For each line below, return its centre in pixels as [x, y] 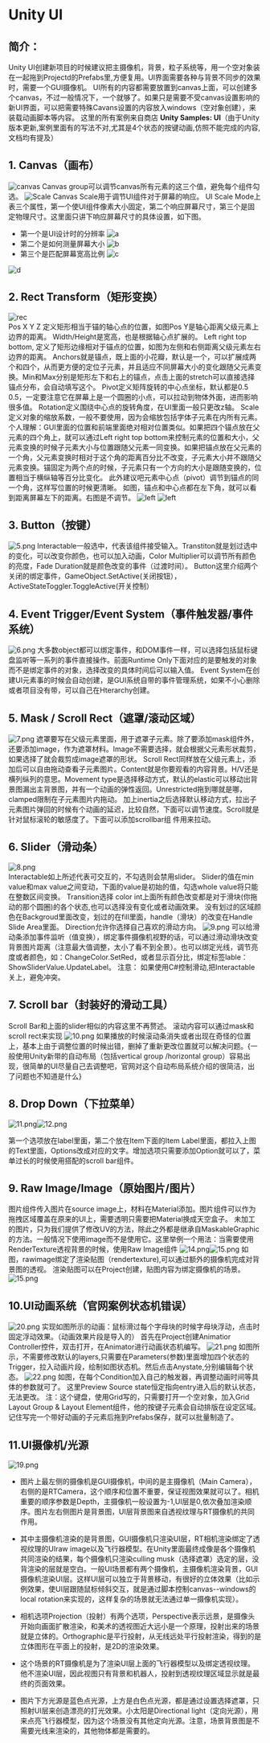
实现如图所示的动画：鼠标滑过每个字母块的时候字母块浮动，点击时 [151, 1327]
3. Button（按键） [53, 526]
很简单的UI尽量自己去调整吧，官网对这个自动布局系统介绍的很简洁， [135, 1066]
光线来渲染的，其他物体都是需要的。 [94, 1730]
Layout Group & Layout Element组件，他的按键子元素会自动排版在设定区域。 [135, 1407]
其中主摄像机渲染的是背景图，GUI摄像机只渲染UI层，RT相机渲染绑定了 [136, 1539]
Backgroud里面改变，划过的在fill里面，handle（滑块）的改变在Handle [137, 917]
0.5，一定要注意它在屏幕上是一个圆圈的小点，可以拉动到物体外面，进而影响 [133, 397]
